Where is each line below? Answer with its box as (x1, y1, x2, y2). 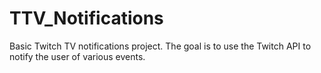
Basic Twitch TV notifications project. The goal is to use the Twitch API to (9, 40, 312, 52)
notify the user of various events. (9, 50, 146, 62)
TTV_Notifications (9, 7, 164, 30)
